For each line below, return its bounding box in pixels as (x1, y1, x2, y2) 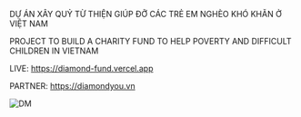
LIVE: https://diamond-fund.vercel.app (9, 63, 154, 73)
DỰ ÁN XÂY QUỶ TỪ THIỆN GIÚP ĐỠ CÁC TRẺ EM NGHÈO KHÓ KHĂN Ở (9, 9, 282, 19)
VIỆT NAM (9, 18, 48, 29)
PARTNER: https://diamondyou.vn (9, 81, 135, 91)
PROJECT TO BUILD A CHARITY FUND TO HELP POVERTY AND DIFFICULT (9, 36, 293, 46)
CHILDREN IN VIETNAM (9, 45, 99, 56)
